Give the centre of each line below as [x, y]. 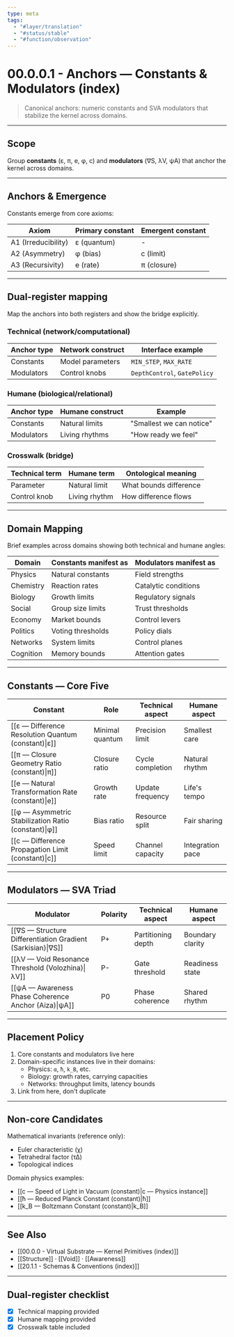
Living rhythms [85, 435]
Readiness [201, 963]
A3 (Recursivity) [37, 265]
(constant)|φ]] [34, 829]
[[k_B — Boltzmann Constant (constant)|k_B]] [83, 1206]
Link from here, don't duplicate [62, 1091]
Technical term [36, 474]
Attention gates [160, 654]
